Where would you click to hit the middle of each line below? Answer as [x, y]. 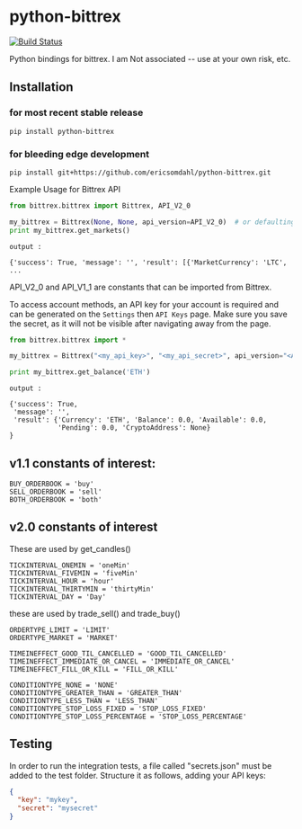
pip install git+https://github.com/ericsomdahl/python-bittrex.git [140, 173]
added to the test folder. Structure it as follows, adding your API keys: [138, 775]
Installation [41, 87]
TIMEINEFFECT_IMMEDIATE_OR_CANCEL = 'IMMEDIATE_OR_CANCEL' [122, 661]
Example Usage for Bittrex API [65, 189]
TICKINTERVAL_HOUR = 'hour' [62, 581]
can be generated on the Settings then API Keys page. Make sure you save [148, 314]
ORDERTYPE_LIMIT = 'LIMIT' [60, 630]
